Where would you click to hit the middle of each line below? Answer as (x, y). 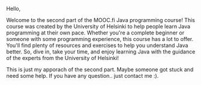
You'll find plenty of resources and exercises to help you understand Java (97, 45)
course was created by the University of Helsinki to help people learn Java (98, 26)
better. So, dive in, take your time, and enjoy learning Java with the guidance (101, 52)
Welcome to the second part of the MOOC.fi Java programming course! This (100, 20)
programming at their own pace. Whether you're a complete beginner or (95, 33)
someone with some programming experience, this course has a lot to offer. (100, 39)
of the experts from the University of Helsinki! (62, 58)
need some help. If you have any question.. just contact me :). (82, 76)
